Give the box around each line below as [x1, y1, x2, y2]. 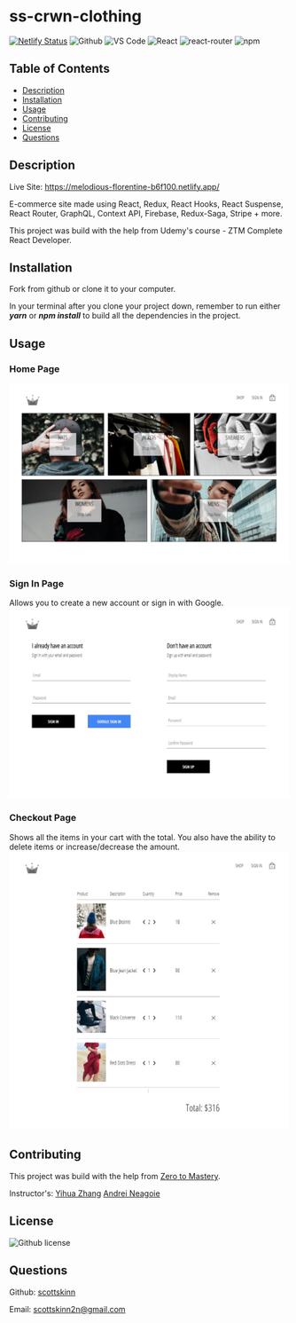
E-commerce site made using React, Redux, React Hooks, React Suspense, [9, 198, 284, 209]
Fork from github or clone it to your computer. [9, 284, 176, 295]
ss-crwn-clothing [9, 6, 142, 27]
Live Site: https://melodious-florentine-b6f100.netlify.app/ [9, 181, 220, 192]
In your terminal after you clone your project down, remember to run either [9, 301, 281, 311]
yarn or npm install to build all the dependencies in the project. [9, 311, 241, 321]
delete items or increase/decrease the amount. [9, 841, 180, 852]
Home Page [9, 362, 60, 374]
